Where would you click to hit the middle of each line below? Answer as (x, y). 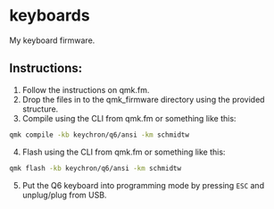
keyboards (50, 16)
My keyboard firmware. (52, 40)
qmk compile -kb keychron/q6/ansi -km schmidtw (100, 135)
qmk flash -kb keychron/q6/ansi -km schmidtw (95, 168)
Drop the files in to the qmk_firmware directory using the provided (143, 99)
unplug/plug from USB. (64, 195)
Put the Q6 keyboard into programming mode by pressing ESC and (143, 185)
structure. (40, 109)
